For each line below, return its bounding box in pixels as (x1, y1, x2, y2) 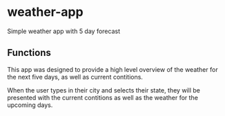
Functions (7, 47, 52, 59)
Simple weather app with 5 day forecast (7, 27, 121, 35)
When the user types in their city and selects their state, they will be (7, 86, 200, 94)
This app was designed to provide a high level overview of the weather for (7, 65, 219, 73)
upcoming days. (7, 101, 53, 109)
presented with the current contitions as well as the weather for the (7, 93, 199, 101)
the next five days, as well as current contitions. (7, 72, 144, 81)
